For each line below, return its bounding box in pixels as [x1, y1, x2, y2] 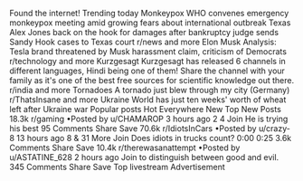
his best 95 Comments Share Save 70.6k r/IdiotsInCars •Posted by [9, 123, 257, 134]
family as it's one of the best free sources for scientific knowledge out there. [9, 75, 295, 85]
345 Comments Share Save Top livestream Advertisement [9, 162, 225, 172]
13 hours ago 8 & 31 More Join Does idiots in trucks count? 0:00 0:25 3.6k [16, 133, 292, 143]
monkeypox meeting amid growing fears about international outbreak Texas [9, 17, 291, 28]
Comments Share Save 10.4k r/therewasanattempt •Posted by [9, 142, 241, 153]
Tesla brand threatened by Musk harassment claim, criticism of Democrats [9, 46, 288, 57]
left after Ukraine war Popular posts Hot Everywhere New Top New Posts [9, 104, 282, 114]
